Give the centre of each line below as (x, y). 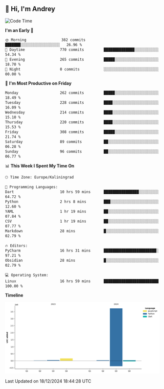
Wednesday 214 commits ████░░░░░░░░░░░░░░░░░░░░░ (82, 112)
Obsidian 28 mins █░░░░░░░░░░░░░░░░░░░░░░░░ (82, 260)
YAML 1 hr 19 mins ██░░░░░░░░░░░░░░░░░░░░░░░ (82, 211)
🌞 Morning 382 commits (45, 40)
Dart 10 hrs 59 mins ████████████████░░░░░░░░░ (82, 192)
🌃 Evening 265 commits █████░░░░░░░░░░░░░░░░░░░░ (82, 59)
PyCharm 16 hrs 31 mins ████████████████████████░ (82, 251)
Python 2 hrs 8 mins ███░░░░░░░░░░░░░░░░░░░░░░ (82, 202)
